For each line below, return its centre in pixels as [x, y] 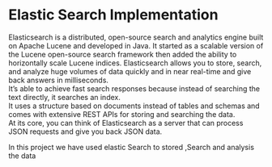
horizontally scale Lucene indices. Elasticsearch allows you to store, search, [135, 63]
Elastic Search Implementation [113, 15]
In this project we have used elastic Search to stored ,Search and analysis [132, 147]
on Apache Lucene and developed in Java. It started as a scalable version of [136, 45]
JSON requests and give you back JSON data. [85, 132]
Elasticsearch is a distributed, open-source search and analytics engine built [136, 37]
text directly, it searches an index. [65, 97]
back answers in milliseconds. [59, 80]
